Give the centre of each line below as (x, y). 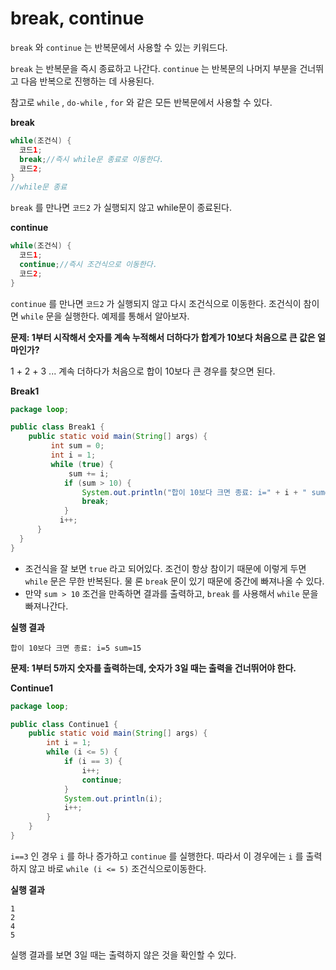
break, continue (77, 18)
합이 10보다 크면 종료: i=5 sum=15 (76, 648)
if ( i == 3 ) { (93, 762)
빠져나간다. (46, 606)
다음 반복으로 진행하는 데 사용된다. (87, 81)
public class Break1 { (57, 427)
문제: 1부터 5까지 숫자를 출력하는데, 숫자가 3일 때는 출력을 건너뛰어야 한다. (153, 668)
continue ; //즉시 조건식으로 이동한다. (88, 264)
